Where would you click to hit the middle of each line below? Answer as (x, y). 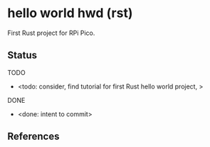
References (33, 137)
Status (22, 55)
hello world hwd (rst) (70, 13)
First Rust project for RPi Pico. (51, 33)
